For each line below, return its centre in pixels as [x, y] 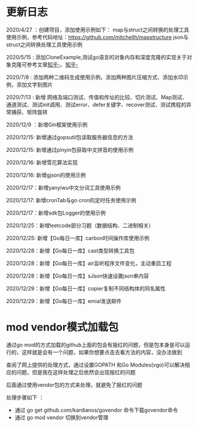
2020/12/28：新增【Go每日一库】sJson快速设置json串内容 [77, 276]
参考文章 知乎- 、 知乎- [52, 64]
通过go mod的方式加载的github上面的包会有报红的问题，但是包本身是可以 [95, 345]
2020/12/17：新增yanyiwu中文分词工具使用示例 [64, 187]
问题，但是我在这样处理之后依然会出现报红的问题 [76, 372]
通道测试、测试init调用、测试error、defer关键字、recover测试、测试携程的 [96, 104]
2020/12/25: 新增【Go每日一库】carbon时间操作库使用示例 [78, 238]
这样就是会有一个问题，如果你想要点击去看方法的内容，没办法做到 [102, 352]
